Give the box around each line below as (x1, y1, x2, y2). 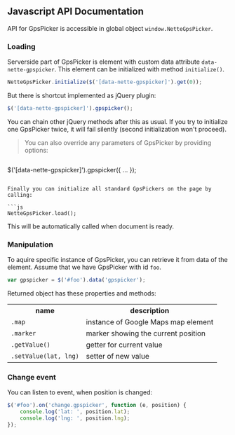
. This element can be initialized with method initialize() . (54, 65, 224, 74)
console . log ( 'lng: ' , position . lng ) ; (20, 415, 130, 422)
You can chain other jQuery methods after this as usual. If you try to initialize (7, 117, 228, 125)
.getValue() (11, 341, 51, 349)
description (130, 306, 170, 316)
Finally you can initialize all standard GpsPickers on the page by (7, 185, 212, 192)
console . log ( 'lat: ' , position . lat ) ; (20, 408, 130, 415)
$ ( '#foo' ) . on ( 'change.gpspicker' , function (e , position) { (7, 402, 187, 409)
